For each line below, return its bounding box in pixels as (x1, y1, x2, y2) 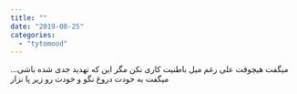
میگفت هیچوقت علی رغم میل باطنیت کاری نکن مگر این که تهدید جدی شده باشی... (10, 64, 290, 75)
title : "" (10, 13, 48, 23)
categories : (10, 30, 56, 39)
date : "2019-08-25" (10, 22, 85, 31)
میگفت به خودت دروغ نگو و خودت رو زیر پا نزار (10, 74, 169, 85)
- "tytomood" (18, 38, 68, 48)
